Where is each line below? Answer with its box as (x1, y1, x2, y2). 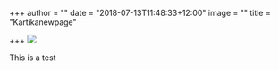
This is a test (9, 52, 56, 63)
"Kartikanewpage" (9, 17, 78, 27)
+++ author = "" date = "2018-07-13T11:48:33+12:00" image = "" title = (9, 8, 271, 18)
